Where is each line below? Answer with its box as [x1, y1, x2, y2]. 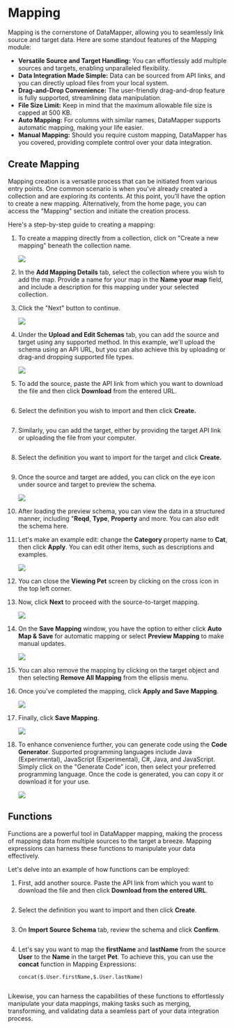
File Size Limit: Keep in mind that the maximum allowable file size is [17, 101, 212, 109]
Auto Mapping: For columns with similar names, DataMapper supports [17, 115, 221, 124]
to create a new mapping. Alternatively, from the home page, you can [8, 199, 207, 208]
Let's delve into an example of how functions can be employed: [8, 865, 190, 873]
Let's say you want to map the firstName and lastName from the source [17, 945, 226, 954]
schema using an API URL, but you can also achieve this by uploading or [17, 345, 226, 354]
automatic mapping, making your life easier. [17, 123, 143, 131]
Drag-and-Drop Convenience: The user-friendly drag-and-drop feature [17, 86, 226, 94]
